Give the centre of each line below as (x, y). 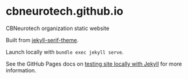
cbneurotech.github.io (65, 11)
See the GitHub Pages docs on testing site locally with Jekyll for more (94, 64)
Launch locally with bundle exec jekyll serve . (65, 52)
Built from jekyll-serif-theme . (42, 40)
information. (21, 70)
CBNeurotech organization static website (58, 28)
